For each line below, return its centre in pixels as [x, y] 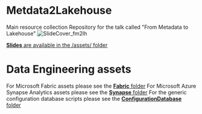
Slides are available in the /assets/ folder [57, 45]
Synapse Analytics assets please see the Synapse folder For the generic [96, 92]
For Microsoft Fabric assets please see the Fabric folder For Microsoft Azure [101, 86]
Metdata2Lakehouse [59, 10]
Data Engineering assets [69, 69]
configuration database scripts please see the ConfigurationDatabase [94, 98]
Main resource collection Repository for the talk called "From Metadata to [97, 27]
